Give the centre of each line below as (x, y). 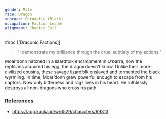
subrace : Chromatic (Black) (34, 19)
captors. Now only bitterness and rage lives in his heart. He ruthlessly (76, 83)
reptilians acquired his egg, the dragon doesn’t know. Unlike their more (78, 67)
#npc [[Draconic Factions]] (33, 42)
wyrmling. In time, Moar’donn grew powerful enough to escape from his (79, 77)
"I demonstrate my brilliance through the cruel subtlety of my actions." (89, 52)
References (19, 101)
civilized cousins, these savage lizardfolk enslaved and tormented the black (83, 72)
